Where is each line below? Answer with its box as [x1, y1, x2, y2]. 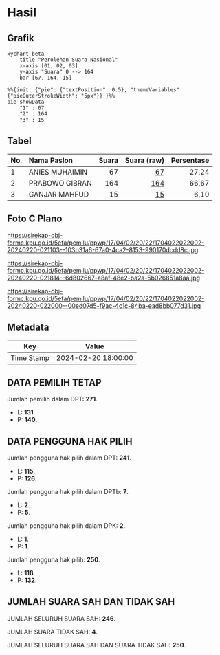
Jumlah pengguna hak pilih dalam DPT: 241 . [7, 454, 132, 462]
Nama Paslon [28, 155, 74, 165]
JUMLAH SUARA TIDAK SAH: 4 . [7, 628, 98, 636]
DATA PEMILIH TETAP [7, 377, 102, 388]
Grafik [7, 32, 34, 44]
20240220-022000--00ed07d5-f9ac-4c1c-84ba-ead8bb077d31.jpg [7, 301, 201, 310]
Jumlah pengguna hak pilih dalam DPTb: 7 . [7, 488, 129, 496]
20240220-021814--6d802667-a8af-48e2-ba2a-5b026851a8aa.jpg [7, 274, 201, 282]
